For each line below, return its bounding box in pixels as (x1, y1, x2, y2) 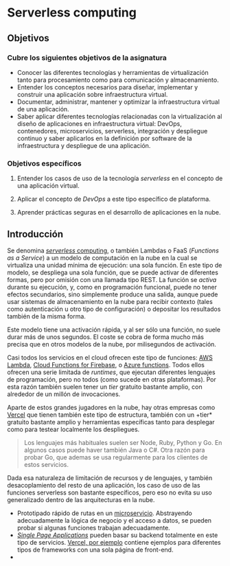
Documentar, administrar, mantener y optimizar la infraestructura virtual (16, 98, 220, 106)
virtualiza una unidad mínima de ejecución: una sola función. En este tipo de (7, 261, 222, 269)
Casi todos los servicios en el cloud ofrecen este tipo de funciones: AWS (7, 353, 213, 362)
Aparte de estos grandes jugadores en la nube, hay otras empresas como (7, 403, 216, 411)
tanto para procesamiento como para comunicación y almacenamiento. (16, 76, 219, 84)
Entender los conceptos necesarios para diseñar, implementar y (16, 83, 198, 91)
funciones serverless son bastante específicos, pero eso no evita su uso (7, 488, 212, 497)
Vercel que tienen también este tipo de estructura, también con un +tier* (7, 411, 213, 419)
